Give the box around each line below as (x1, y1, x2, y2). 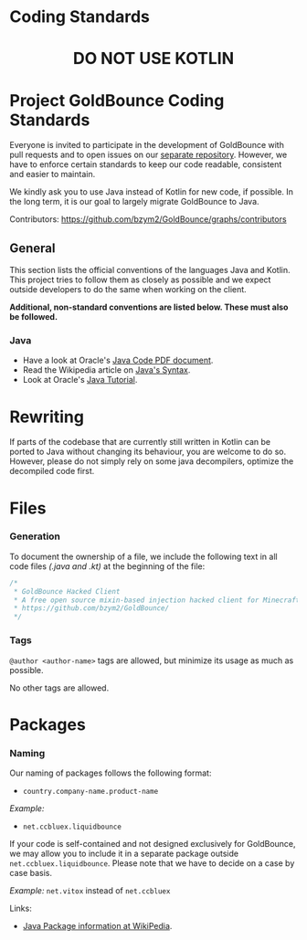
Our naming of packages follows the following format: (9, 767, 212, 778)
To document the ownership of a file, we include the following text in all (9, 551, 278, 562)
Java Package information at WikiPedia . (22, 921, 173, 931)
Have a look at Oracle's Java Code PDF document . (22, 354, 214, 366)
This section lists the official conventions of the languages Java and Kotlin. (9, 265, 291, 276)
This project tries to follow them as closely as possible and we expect (9, 274, 271, 285)
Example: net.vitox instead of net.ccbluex (9, 885, 171, 896)
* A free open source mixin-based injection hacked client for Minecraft (13, 596, 301, 605)
